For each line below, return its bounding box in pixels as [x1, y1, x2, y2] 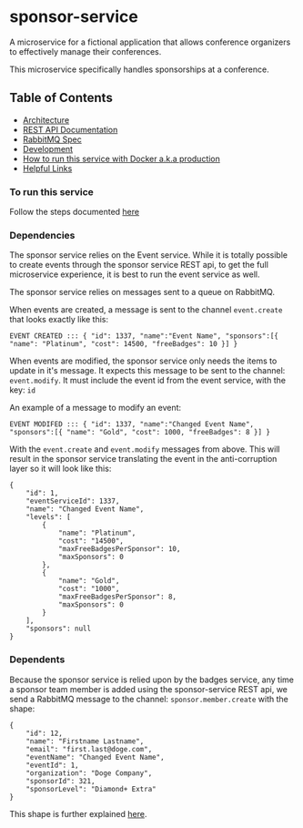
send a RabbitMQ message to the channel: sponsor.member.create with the [9, 693, 288, 704]
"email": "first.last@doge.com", [25, 744, 153, 753]
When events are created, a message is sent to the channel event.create [9, 304, 283, 315]
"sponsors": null [25, 624, 92, 634]
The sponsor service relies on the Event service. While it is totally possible [9, 250, 288, 261]
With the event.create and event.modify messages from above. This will [9, 444, 280, 455]
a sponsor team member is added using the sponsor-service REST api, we [9, 683, 288, 694]
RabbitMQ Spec [22, 134, 82, 145]
